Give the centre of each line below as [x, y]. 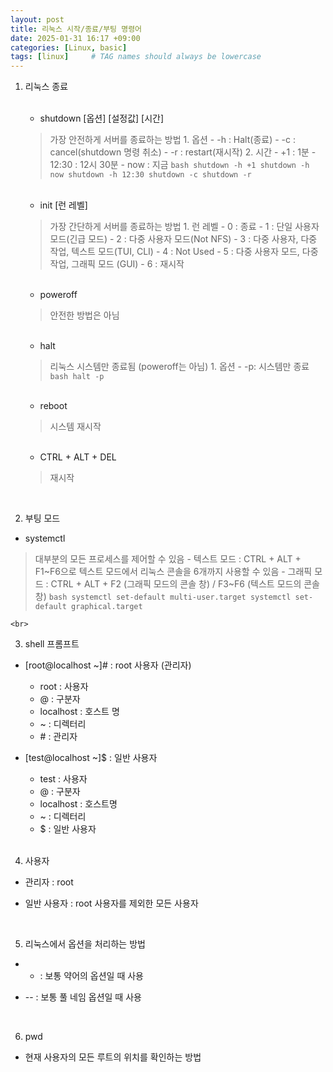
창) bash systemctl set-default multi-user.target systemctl [163, 597]
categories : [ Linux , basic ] [69, 47]
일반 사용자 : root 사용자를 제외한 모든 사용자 [111, 903]
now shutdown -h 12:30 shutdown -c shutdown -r [150, 175]
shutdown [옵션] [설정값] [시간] [102, 118]
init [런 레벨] [63, 205]
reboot [53, 406]
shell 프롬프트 [52, 644]
